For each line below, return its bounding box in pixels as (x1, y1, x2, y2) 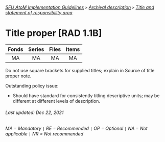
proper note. (5, 73, 32, 79)
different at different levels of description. (12, 98, 101, 104)
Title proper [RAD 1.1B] (5, 27, 102, 39)
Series (28, 46, 44, 53)
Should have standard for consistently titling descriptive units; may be (12, 92, 160, 99)
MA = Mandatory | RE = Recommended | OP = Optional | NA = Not (5, 125, 148, 131)
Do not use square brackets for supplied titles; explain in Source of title (5, 67, 155, 73)
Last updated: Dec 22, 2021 (5, 109, 64, 116)
